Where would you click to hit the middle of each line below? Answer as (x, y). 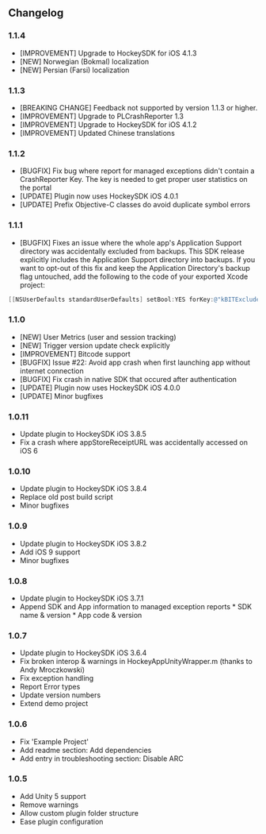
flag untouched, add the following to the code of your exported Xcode (134, 276)
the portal (36, 188)
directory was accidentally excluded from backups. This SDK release (132, 251)
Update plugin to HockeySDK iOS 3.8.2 (83, 543)
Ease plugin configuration (61, 821)
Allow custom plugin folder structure (79, 813)
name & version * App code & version (81, 615)
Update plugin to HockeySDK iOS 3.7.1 (82, 598)
